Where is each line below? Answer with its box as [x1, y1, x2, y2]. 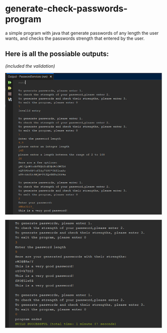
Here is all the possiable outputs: [5, 50, 109, 58]
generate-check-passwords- [5, 3, 128, 14]
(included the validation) [5, 63, 56, 69]
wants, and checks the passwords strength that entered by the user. [5, 35, 145, 41]
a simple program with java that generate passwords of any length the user [5, 30, 159, 36]
